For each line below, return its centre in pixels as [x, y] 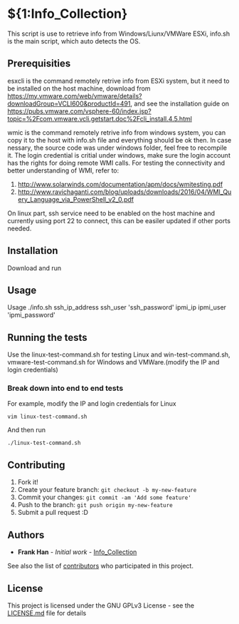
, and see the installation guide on [180, 103]
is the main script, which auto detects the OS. [74, 41]
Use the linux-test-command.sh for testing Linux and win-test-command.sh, [119, 354]
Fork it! [28, 482]
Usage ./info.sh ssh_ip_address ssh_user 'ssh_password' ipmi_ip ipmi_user [117, 307]
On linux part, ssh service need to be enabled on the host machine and [111, 213]
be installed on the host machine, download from [79, 88]
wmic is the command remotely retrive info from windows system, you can [117, 132]
